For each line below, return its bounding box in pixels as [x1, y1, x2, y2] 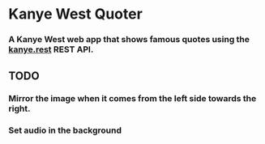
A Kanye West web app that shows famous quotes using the [8, 34, 250, 45]
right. [8, 103, 31, 114]
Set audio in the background [8, 125, 122, 136]
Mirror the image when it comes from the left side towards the [8, 93, 257, 104]
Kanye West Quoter [8, 5, 143, 23]
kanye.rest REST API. [8, 44, 94, 55]
